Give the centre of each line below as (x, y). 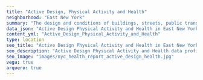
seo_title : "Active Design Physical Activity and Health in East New (96, 46)
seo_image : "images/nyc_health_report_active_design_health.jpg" (90, 57)
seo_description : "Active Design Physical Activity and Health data (94, 51)
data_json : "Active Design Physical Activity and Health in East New (96, 29)
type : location (25, 40)
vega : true (20, 62)
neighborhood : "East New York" (46, 17)
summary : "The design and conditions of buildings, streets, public (94, 23)
